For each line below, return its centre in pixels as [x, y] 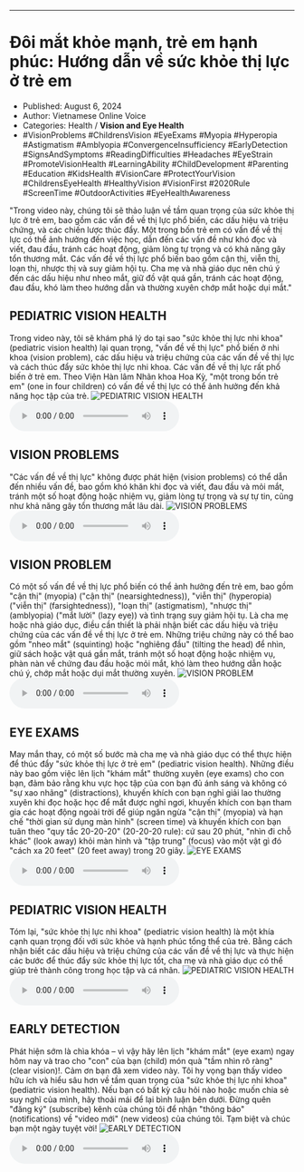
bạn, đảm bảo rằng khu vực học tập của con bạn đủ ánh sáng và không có [148, 783]
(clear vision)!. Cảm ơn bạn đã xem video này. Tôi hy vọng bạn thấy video [146, 1070]
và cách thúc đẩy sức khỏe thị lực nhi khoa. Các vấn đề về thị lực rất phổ [145, 366]
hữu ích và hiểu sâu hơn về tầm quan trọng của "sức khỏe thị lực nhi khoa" [148, 1079]
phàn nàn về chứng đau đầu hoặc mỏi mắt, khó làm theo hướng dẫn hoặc [146, 664]
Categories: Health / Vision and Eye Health [103, 125]
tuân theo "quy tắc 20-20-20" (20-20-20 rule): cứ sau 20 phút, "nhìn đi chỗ [151, 832]
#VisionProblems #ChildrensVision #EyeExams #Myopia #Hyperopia [150, 135]
